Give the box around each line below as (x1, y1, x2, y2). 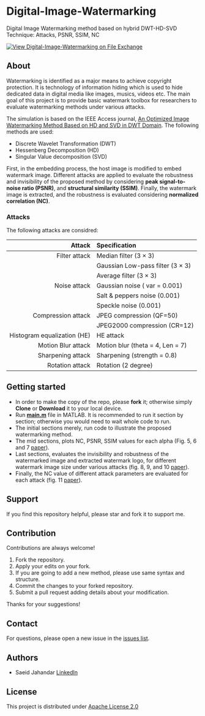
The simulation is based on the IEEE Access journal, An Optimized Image (6, 115, 190, 122)
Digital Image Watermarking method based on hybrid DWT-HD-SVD (6, 25, 177, 32)
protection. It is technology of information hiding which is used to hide (6, 83, 183, 91)
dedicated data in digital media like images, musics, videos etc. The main (6, 90, 191, 97)
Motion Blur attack (37, 341, 91, 350)
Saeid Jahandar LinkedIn (15, 669, 78, 676)
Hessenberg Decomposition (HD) (15, 146, 99, 154)
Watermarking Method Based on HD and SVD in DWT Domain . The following (6, 121, 199, 129)
